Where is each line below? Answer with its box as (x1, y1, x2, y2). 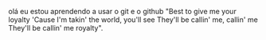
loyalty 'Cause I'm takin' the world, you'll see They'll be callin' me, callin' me (8, 15, 259, 24)
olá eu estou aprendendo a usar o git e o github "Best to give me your (8, 7, 237, 16)
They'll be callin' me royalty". (8, 24, 104, 32)
